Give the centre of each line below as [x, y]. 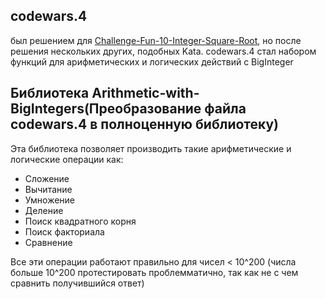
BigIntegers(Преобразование [106, 109]
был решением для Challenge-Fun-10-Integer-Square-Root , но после [156, 40]
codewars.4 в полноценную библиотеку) [145, 124]
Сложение [47, 178]
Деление [44, 210]
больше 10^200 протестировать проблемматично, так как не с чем [154, 272]
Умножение [50, 200]
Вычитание [48, 189]
